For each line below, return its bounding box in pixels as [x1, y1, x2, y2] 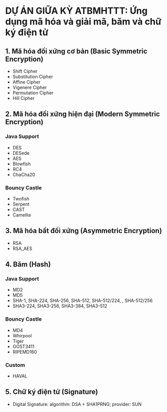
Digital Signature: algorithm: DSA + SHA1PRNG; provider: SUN [12, 401, 142, 407]
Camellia [12, 212, 31, 218]
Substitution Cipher [12, 74, 53, 80]
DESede [12, 150, 30, 156]
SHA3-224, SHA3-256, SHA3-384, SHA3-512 [12, 303, 108, 309]
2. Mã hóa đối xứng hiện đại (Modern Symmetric [5, 110, 160, 119]
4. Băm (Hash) [5, 260, 51, 269]
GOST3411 [12, 343, 34, 350]
